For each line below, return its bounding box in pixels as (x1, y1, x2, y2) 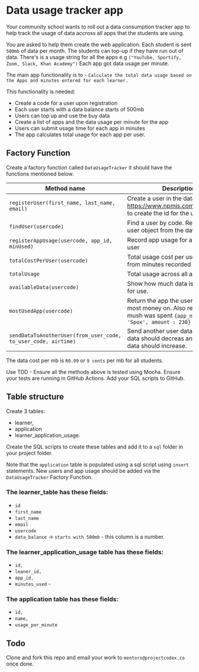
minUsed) (9, 243, 34, 249)
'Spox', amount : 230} (127, 318, 191, 325)
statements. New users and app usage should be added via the (6, 467, 161, 474)
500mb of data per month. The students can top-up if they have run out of (6, 47, 184, 54)
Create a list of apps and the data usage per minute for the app (14, 118, 169, 125)
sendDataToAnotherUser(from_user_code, (9, 332, 121, 338)
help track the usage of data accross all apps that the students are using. (6, 29, 185, 36)
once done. (6, 660, 34, 667)
